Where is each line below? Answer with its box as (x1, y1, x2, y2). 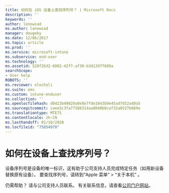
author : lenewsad (5, 21, 42, 27)
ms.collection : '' (5, 96, 44, 101)
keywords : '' (5, 17, 33, 22)
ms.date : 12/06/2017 (5, 36, 49, 41)
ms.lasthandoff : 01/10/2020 (5, 119, 64, 125)
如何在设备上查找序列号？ (5, 148, 112, 159)
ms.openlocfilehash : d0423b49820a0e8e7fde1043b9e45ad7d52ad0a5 (5, 101, 141, 106)
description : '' (5, 12, 39, 17)
